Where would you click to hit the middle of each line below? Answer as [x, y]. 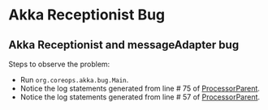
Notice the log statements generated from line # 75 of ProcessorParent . [140, 88]
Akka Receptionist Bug [87, 15]
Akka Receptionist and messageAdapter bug [124, 45]
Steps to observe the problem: [59, 64]
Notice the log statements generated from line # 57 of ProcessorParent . [140, 97]
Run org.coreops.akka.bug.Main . [74, 80]
